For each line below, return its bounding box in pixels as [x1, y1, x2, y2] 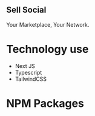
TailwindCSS [15, 75, 47, 83]
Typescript [15, 69, 42, 76]
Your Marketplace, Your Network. [6, 21, 90, 28]
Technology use [6, 43, 89, 56]
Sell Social [6, 5, 47, 15]
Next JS [15, 62, 35, 69]
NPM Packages [6, 97, 85, 110]
